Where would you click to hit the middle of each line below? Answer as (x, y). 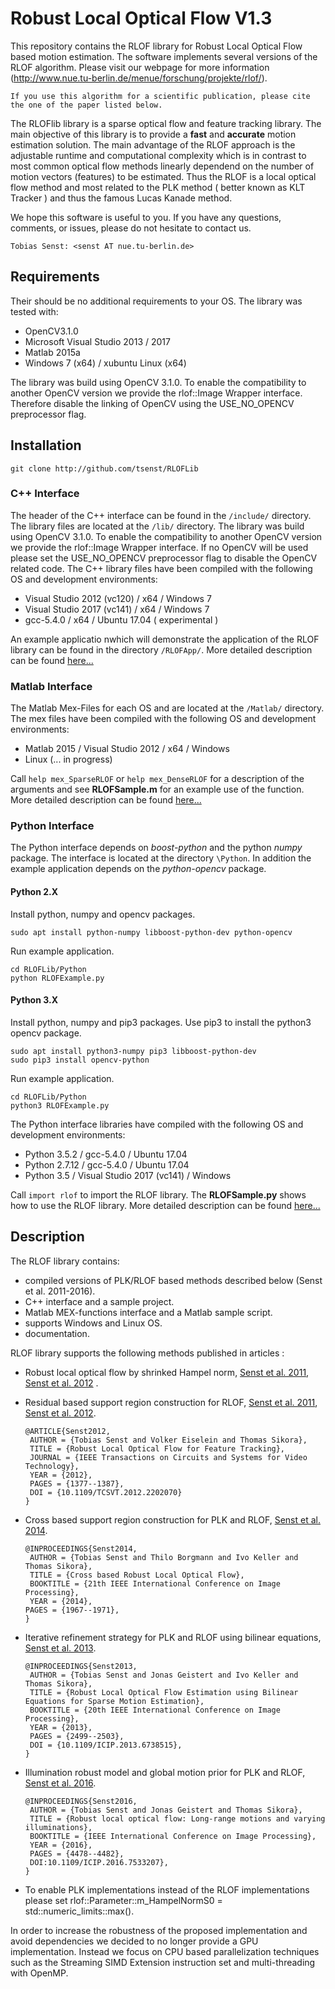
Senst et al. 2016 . (60, 1783)
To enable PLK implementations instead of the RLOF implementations (167, 1889)
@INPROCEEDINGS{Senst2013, (81, 1666)
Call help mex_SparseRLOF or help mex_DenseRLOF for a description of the (157, 779)
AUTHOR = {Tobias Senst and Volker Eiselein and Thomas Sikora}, (168, 1440)
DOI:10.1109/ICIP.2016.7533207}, (99, 1862)
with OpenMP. (39, 1973)
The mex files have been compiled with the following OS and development (163, 719)
